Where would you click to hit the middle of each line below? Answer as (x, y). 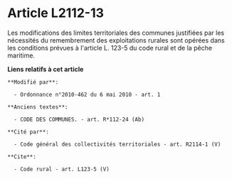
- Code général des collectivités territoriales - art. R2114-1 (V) (117, 144)
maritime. (21, 55)
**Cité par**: (28, 132)
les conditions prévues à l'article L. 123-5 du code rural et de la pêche (110, 48)
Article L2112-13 (56, 13)
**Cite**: (22, 157)
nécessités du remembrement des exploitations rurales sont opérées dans (116, 40)
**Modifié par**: (33, 82)
